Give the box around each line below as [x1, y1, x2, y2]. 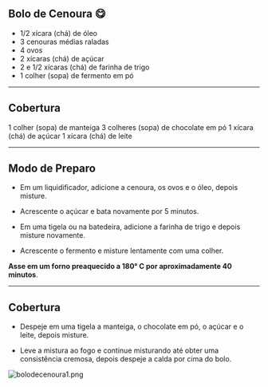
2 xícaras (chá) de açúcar [19, 53, 104, 63]
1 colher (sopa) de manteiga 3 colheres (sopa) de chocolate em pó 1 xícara [8, 122, 254, 132]
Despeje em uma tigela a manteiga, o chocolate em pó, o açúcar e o [19, 322, 244, 331]
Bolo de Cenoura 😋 [8, 7, 106, 21]
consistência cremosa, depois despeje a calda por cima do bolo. [19, 354, 232, 364]
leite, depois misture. [19, 330, 89, 340]
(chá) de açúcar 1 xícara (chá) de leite [8, 131, 133, 140]
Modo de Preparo [8, 162, 96, 176]
